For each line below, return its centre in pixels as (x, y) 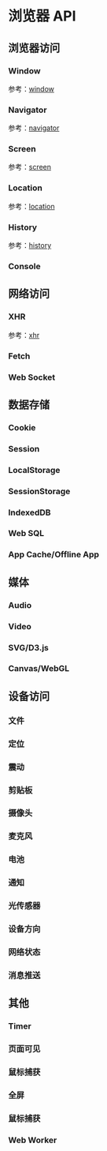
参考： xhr (24, 335)
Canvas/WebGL (39, 669)
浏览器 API (42, 16)
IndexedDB (30, 512)
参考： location (31, 206)
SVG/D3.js (28, 647)
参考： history (30, 246)
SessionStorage (39, 491)
